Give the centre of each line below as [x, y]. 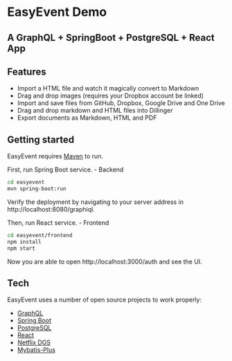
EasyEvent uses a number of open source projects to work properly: [105, 300]
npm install [24, 242]
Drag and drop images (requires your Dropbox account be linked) [110, 96]
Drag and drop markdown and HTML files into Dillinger [95, 111]
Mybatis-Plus [36, 350]
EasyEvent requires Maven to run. [55, 156]
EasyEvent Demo [57, 12]
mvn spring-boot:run [37, 189]
